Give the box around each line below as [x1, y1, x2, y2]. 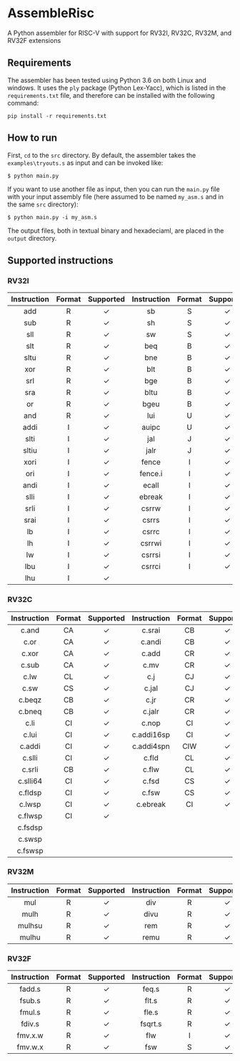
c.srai [141, 625, 161, 635]
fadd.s [19, 984, 41, 994]
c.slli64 [17, 776, 43, 786]
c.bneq [18, 706, 42, 716]
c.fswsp [16, 845, 44, 855]
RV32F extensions [7, 36, 61, 44]
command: [7, 99, 39, 107]
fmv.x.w [16, 1030, 44, 1040]
